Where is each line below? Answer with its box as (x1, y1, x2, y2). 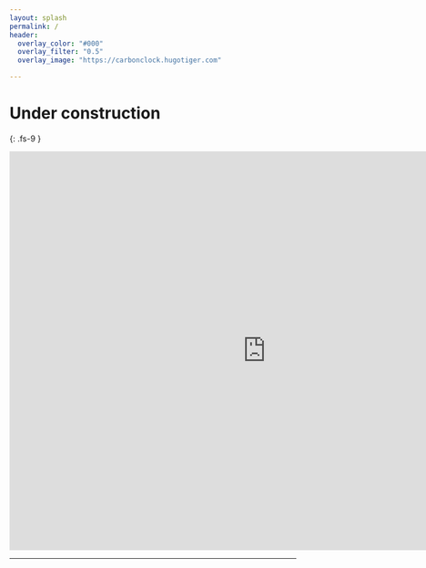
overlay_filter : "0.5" (17, 47, 104, 57)
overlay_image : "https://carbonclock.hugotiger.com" (17, 56, 222, 65)
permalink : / (9, 22, 59, 31)
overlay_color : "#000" (17, 38, 104, 48)
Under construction (9, 103, 161, 124)
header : (9, 30, 39, 39)
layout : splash (9, 13, 67, 23)
